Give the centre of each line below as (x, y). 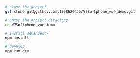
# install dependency (27, 33)
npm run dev (17, 51)
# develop (15, 47)
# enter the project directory (37, 20)
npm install (17, 38)
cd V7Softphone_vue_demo (30, 25)
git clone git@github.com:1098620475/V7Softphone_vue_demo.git (70, 11)
